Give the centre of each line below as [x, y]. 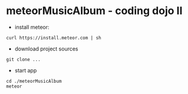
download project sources [46, 49]
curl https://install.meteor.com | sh [54, 38]
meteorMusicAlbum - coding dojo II [94, 11]
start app [26, 70]
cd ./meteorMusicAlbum [34, 81]
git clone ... [24, 59]
